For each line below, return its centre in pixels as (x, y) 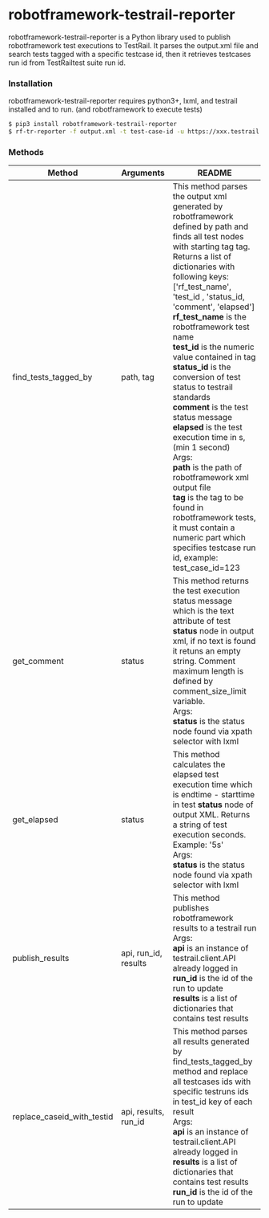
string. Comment (204, 662)
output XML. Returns (211, 815)
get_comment (38, 662)
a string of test (200, 825)
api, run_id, (142, 953)
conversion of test (207, 377)
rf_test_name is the (209, 317)
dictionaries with (204, 267)
